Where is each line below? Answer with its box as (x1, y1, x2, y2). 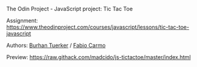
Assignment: (6, 17, 38, 24)
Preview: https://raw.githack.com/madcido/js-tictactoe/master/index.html (6, 54, 191, 60)
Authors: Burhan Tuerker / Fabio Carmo (6, 42, 106, 49)
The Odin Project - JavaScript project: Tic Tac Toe (6, 5, 133, 12)
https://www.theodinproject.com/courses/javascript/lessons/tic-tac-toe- (6, 24, 190, 30)
